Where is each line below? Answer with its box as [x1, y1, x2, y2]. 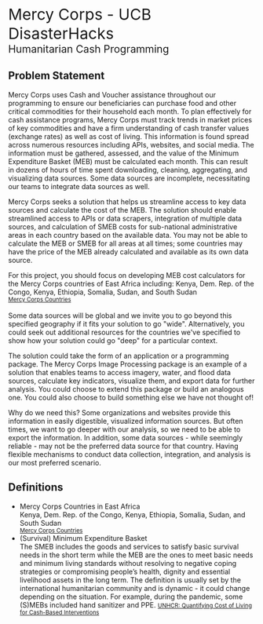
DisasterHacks [8, 24, 115, 43]
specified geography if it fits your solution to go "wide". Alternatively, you [8, 319, 245, 328]
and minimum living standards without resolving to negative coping [19, 558, 237, 567]
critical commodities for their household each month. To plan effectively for [8, 107, 252, 116]
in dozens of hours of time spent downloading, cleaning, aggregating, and [8, 165, 247, 174]
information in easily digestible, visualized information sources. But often [8, 416, 243, 425]
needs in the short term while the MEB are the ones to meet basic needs [19, 550, 254, 560]
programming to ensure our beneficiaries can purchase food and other [8, 98, 237, 108]
